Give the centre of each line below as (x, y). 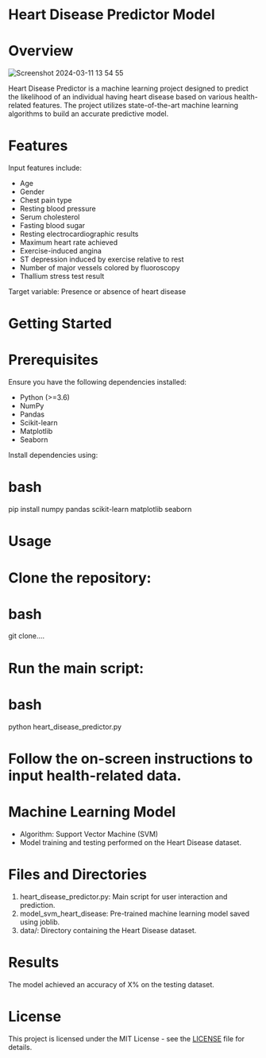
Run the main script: (76, 668)
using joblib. (40, 922)
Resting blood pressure (58, 209)
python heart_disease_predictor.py (65, 727)
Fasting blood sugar (52, 226)
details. (20, 1047)
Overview (41, 51)
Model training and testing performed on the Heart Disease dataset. (131, 842)
